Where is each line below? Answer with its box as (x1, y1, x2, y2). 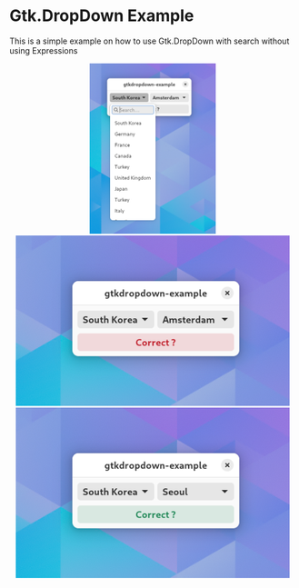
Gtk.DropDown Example (9, 5, 194, 26)
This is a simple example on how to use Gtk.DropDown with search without (9, 35, 290, 46)
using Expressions (9, 45, 78, 55)
